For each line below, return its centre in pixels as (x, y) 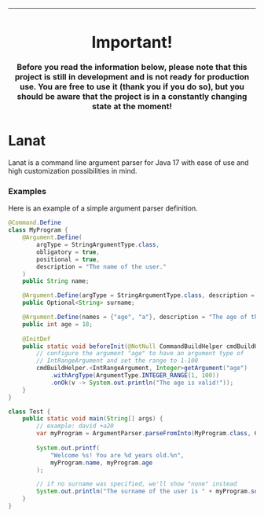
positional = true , (68, 259)
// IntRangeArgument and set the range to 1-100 (117, 361)
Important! (132, 42)
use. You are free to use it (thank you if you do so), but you (132, 87)
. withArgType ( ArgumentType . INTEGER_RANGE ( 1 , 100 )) (135, 376)
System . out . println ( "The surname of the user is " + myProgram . (144, 491)
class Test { (29, 412)
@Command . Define (35, 223)
